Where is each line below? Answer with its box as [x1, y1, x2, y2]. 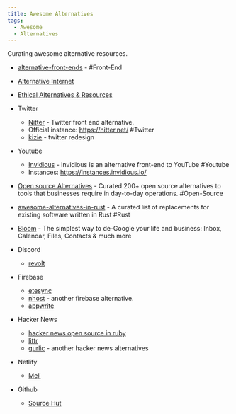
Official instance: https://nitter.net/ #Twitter [28, 125, 154, 134]
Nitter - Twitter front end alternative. [28, 118, 135, 127]
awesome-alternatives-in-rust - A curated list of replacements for [17, 203, 210, 212]
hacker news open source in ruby [28, 329, 126, 338]
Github [17, 385, 38, 393]
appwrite [28, 301, 55, 310]
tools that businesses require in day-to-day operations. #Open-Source [17, 189, 223, 198]
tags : [7, 17, 23, 24]
